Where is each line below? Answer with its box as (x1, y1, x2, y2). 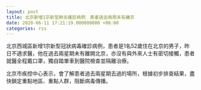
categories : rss (6, 25, 47, 32)
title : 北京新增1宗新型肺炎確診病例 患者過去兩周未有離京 (6, 14, 135, 20)
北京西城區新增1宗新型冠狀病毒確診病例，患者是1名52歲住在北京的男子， (6, 42, 185, 49)
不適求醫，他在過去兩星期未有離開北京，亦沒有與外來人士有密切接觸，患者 (11, 50, 195, 57)
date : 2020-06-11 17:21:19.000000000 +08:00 (6, 20, 119, 26)
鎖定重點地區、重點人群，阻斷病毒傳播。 (11, 77, 111, 85)
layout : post (6, 8, 39, 15)
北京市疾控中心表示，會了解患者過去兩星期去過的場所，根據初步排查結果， (6, 70, 190, 77)
